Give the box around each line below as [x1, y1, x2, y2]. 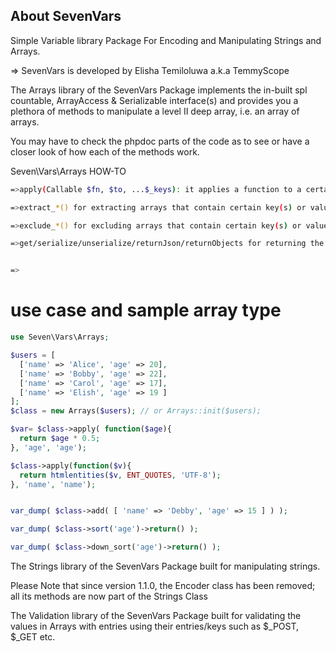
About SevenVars [10, 8, 122, 25]
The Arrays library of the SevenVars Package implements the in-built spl [10, 84, 308, 96]
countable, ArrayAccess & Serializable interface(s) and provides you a [10, 94, 299, 106]
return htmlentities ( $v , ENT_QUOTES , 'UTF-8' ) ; [19, 470, 222, 480]
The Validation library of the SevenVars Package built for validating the [10, 610, 302, 621]
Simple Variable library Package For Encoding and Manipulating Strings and [10, 34, 322, 46]
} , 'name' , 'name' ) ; [10, 479, 97, 489]
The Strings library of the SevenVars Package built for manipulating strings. [10, 560, 321, 572]
